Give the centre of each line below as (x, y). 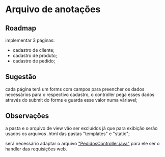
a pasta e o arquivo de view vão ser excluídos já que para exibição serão (81, 128)
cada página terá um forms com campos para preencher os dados (75, 89)
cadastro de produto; (35, 55)
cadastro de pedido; (34, 61)
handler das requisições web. (36, 149)
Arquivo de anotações (53, 9)
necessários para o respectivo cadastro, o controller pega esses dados (80, 95)
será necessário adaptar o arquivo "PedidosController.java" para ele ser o (82, 143)
